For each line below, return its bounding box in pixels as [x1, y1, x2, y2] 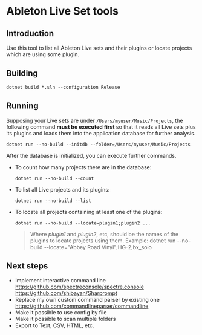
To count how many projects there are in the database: [15, 163, 152, 171]
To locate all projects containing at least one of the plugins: [15, 208, 163, 215]
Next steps [6, 261, 48, 272]
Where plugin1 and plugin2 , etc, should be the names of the [30, 230, 179, 238]
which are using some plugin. [6, 51, 80, 58]
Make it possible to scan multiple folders [15, 316, 116, 323]
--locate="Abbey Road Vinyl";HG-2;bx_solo [44, 243, 152, 250]
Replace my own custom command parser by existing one [15, 296, 160, 304]
